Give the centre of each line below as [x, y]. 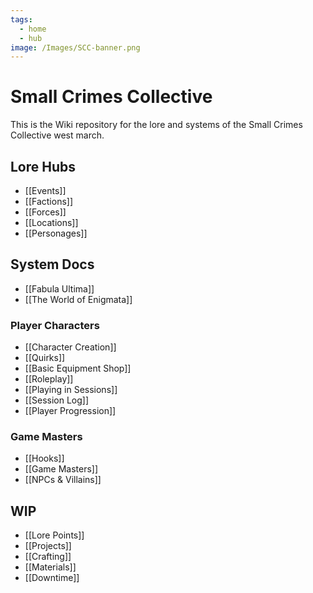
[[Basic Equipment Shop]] [78, 368]
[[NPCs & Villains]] [63, 480]
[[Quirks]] [45, 358]
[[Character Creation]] [70, 347]
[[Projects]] [48, 546]
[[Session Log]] [57, 400]
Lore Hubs [43, 166]
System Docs [52, 264]
